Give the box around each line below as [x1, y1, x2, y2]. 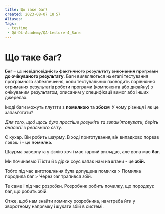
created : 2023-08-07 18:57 [5, 12, 61, 17]
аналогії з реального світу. [5, 124, 63, 130]
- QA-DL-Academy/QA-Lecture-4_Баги [7, 30, 81, 35]
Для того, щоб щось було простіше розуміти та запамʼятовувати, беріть [5, 119, 159, 125]
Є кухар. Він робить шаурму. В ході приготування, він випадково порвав [5, 134, 159, 140]
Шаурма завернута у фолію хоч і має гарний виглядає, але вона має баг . [5, 148, 161, 154]
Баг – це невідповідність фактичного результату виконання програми [5, 68, 158, 74]
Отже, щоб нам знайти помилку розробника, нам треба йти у [5, 198, 135, 204]
